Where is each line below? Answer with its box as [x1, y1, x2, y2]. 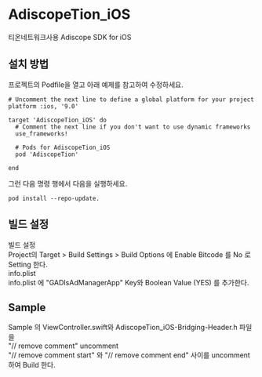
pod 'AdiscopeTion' [15, 150, 79, 158]
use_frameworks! [15, 129, 68, 138]
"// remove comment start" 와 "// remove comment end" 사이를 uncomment [8, 350, 251, 360]
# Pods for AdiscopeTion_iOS [15, 143, 111, 151]
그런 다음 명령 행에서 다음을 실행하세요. [8, 179, 128, 188]
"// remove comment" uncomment [8, 341, 119, 350]
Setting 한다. [8, 259, 49, 269]
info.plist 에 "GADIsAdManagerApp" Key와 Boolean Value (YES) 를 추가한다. [8, 277, 249, 287]
